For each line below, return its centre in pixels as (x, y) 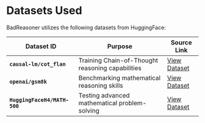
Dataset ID (41, 46)
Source (181, 42)
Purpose (120, 46)
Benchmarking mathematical (119, 78)
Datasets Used (44, 11)
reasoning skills (101, 85)
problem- (133, 103)
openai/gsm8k (28, 82)
